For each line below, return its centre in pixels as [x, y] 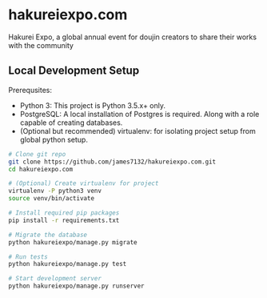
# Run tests [28, 257]
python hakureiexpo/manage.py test [68, 264]
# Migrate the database [48, 235]
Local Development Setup [74, 71]
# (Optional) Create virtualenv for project [84, 183]
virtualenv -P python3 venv [55, 191]
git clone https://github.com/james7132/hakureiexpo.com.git [112, 162]
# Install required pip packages [64, 213]
